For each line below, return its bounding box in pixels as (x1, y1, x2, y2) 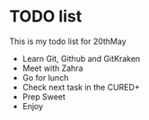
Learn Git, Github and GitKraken (22, 53, 141, 64)
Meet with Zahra (22, 63, 83, 73)
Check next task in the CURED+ (22, 81, 141, 92)
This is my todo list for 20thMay (9, 36, 127, 47)
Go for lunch (22, 72, 69, 82)
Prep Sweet (22, 91, 66, 102)
